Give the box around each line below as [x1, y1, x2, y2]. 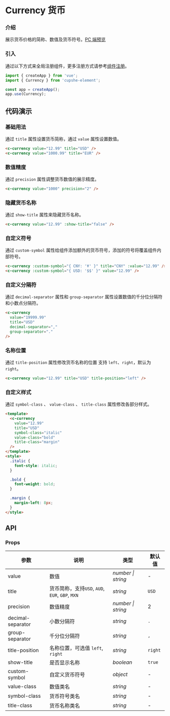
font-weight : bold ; [14, 482, 56, 487]
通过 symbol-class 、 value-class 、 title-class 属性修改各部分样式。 [5, 401, 152, 407]
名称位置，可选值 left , [49, 645, 104, 652]
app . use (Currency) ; [5, 92, 47, 97]
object [112, 671, 128, 678]
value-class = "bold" [14, 435, 56, 440]
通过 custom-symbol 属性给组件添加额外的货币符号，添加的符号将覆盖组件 [5, 247, 157, 254]
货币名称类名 [49, 702, 80, 709]
